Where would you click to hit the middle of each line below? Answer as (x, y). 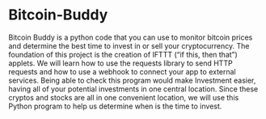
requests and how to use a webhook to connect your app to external (122, 71)
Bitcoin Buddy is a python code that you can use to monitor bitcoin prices (131, 37)
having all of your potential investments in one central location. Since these (133, 89)
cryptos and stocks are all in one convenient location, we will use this (124, 97)
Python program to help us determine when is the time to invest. (115, 106)
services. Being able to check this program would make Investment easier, (132, 80)
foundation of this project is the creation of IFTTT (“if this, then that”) (123, 54)
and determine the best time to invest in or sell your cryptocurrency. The (129, 45)
